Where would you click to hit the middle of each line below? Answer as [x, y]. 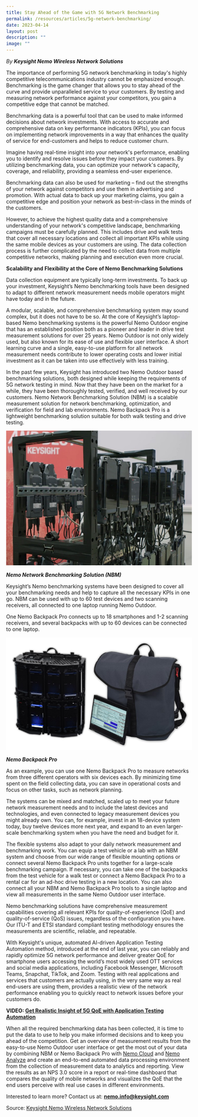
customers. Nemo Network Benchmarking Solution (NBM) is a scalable [92, 397]
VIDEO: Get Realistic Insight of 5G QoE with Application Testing [85, 1010]
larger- [175, 826]
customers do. [24, 999]
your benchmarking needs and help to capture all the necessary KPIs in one [98, 593]
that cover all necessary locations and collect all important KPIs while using [98, 238]
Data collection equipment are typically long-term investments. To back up [97, 280]
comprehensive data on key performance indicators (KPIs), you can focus [96, 128]
